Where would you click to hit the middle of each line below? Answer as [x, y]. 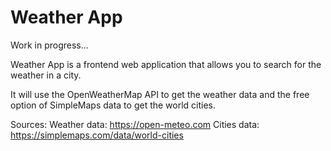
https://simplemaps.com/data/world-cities [97, 135]
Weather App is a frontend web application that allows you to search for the [166, 64]
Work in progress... [49, 45]
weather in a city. [46, 75]
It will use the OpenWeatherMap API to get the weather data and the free [160, 94]
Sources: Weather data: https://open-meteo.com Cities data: [135, 124]
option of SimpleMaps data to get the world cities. [113, 105]
